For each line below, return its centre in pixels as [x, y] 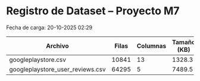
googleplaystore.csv [38, 60]
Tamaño [184, 42]
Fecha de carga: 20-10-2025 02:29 [49, 27]
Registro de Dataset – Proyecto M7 [93, 11]
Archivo [58, 46]
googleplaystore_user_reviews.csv [57, 69]
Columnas [151, 46]
